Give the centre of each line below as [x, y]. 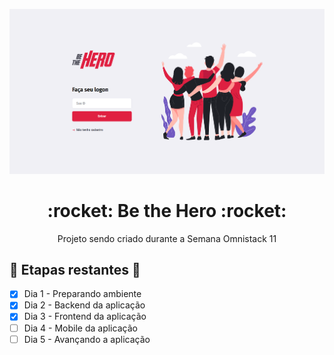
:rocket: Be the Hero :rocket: [167, 210]
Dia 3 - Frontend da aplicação [85, 316]
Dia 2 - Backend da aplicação [84, 305]
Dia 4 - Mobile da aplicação [80, 328]
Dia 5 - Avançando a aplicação [87, 339]
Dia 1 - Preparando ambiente [82, 294]
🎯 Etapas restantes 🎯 [75, 269]
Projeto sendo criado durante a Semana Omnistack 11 [167, 238]
